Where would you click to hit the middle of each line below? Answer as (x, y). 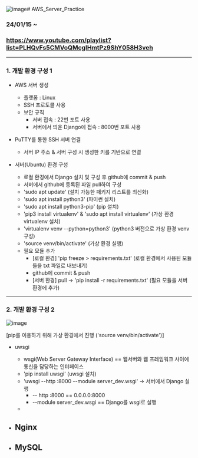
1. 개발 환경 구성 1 (29, 71)
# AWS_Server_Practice (55, 9)
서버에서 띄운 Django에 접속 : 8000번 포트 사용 (87, 127)
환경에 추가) (46, 287)
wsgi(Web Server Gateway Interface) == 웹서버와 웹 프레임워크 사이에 (106, 359)
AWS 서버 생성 (32, 85)
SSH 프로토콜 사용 (44, 105)
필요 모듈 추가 (39, 251)
